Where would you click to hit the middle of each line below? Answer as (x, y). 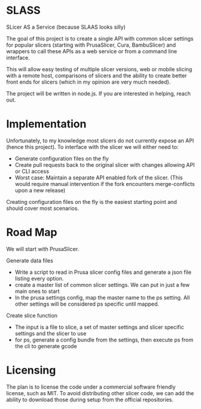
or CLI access (32, 171)
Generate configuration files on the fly (62, 158)
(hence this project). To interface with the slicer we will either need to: (92, 146)
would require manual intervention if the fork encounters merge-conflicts (105, 184)
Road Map (32, 232)
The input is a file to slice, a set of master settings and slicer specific (99, 327)
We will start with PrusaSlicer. (43, 249)
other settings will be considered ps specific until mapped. (87, 304)
